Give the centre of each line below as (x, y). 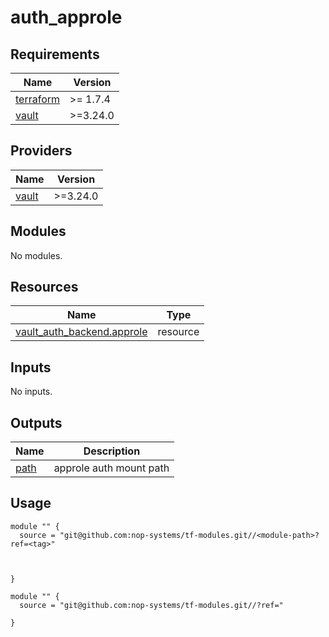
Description (112, 451)
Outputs (36, 422)
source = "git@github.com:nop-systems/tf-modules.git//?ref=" (151, 605)
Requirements (55, 54)
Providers (41, 151)
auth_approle (66, 17)
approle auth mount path (111, 468)
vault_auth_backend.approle (81, 332)
